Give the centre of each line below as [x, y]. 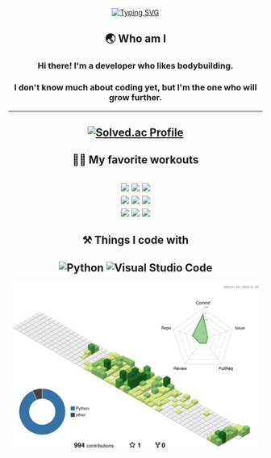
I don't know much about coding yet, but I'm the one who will [135, 87]
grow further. [135, 98]
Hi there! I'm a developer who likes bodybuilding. [135, 66]
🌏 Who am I [135, 39]
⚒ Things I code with [135, 240]
